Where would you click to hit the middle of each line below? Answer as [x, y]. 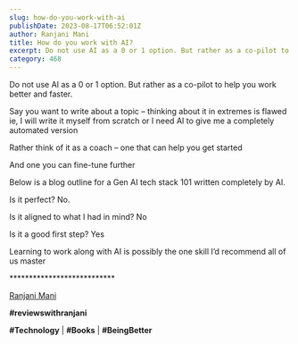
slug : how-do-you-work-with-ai [67, 17]
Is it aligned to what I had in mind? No [78, 217]
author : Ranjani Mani [50, 34]
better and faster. [41, 94]
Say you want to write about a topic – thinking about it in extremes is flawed [148, 111]
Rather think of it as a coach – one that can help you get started [126, 147]
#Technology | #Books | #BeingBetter [81, 330]
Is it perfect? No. [40, 199]
